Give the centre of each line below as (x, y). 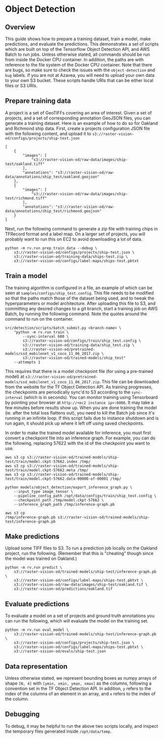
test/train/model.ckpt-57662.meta (40, 470)
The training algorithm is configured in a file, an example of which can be (79, 288)
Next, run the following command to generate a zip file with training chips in (82, 229)
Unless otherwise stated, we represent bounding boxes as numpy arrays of (81, 678)
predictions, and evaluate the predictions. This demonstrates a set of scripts (82, 44)
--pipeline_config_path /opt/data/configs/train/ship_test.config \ (85, 496)
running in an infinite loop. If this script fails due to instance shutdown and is (82, 418)
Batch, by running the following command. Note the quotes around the (76, 314)
